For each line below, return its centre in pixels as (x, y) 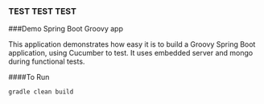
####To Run (29, 77)
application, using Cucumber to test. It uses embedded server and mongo (131, 53)
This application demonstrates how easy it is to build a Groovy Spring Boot (132, 44)
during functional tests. (47, 61)
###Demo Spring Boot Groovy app (66, 29)
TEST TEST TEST (42, 11)
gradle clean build (41, 92)
